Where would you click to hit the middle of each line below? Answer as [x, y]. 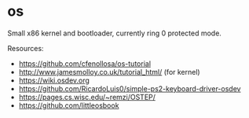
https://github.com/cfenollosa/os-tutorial [84, 63]
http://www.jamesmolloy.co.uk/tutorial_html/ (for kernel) [110, 72]
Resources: [26, 48]
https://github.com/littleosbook [69, 105]
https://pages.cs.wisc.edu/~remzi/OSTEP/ [87, 97]
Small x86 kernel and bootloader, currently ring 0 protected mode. [114, 33]
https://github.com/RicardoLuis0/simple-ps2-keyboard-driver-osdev [130, 88]
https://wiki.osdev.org [54, 80]
